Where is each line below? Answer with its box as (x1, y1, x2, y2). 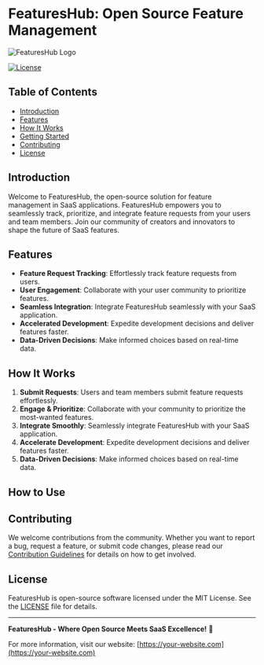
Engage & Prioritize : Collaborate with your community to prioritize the (19, 404, 246, 413)
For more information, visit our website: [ (8, 640, 140, 649)
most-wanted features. (19, 413, 94, 422)
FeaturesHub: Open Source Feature (8, 5, 244, 23)
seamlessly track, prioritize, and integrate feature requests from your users (8, 208, 251, 218)
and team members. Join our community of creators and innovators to (8, 217, 236, 226)
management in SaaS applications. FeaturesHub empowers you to (8, 200, 222, 209)
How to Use (8, 485, 66, 499)
